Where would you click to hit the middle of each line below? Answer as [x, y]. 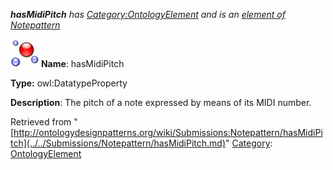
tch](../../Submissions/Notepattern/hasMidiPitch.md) [118, 143]
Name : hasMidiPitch [82, 63]
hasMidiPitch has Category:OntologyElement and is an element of [148, 14]
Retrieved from [41, 122]
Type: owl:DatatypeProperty [69, 83]
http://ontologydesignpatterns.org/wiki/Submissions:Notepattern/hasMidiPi [168, 132]
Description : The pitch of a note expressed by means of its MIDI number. [161, 102]
